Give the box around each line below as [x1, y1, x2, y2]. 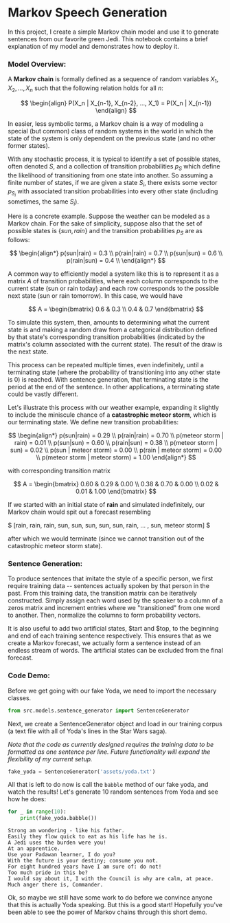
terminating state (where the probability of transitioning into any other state [8, 368, 220, 376]
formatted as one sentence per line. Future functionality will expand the [8, 748, 211, 756]
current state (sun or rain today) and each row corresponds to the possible [8, 284, 219, 293]
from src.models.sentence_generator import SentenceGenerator [8, 707, 189, 714]
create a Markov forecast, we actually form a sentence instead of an [8, 639, 201, 647]
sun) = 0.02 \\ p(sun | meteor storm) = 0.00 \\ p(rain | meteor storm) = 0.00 [10, 446, 222, 455]
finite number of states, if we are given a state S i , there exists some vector [8, 178, 218, 188]
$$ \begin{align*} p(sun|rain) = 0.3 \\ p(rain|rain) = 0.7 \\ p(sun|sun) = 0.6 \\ [9, 249, 222, 257]
